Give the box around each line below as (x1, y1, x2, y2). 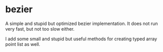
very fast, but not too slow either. (5, 25, 75, 32)
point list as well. (5, 41, 41, 47)
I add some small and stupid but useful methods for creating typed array (5, 36, 157, 42)
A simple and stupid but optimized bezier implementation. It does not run (5, 20, 158, 27)
